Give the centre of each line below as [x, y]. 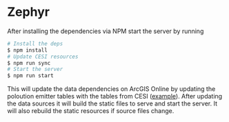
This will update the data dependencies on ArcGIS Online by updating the [111, 89]
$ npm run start [30, 76]
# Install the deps [35, 43]
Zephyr [29, 12]
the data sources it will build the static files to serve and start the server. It [112, 103]
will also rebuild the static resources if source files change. [91, 111]
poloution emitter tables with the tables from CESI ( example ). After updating [115, 96]
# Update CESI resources [43, 57]
